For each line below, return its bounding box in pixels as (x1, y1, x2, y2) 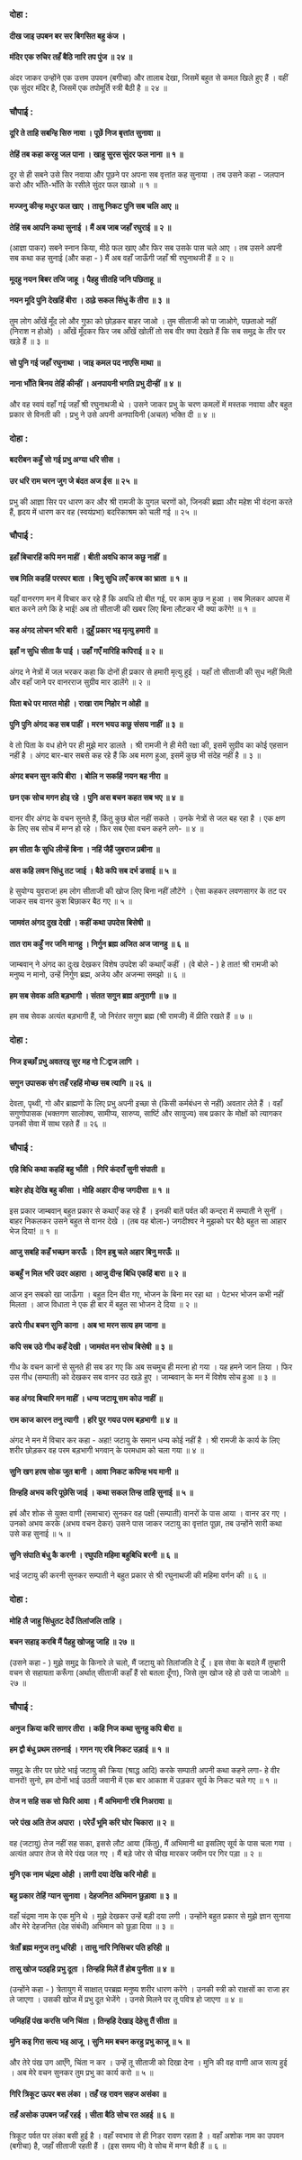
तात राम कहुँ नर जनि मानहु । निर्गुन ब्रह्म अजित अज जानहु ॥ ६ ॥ (9, 938, 189, 949)
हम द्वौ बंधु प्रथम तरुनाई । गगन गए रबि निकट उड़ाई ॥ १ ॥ (9, 1744, 169, 1755)
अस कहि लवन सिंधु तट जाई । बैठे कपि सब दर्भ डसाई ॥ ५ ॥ (9, 865, 177, 876)
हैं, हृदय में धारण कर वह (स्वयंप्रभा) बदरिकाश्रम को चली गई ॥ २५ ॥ (9, 506, 198, 517)
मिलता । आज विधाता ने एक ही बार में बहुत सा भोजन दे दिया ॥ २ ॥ (9, 1299, 198, 1309)
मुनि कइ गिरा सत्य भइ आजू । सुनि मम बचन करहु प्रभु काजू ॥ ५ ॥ (9, 2037, 191, 2047)
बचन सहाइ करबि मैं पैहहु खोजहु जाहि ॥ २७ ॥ (9, 1636, 135, 1647)
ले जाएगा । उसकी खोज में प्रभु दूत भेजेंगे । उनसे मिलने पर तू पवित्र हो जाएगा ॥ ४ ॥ (9, 1994, 243, 2005)
